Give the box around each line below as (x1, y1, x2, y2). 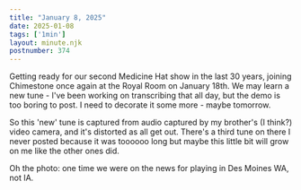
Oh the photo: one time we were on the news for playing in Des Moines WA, (9, 163, 289, 174)
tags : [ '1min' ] (9, 30, 66, 39)
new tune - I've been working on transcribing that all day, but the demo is (9, 91, 281, 101)
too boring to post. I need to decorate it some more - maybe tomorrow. (9, 99, 271, 110)
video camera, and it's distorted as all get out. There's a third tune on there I (9, 126, 291, 137)
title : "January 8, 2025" (9, 13, 106, 22)
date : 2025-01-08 (9, 22, 75, 30)
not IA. (9, 172, 34, 184)
